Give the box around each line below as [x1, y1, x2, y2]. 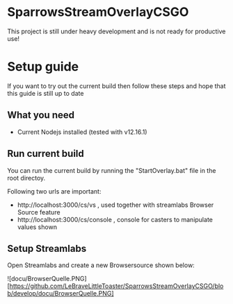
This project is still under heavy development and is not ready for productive [7, 27, 226, 35]
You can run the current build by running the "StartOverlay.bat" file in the [7, 166, 216, 174]
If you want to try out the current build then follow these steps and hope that [7, 81, 226, 90]
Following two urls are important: [7, 187, 102, 195]
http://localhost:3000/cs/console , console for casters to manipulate [17, 215, 214, 223]
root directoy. [7, 174, 46, 182]
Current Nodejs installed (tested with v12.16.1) [17, 128, 147, 136]
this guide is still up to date [7, 89, 84, 97]
